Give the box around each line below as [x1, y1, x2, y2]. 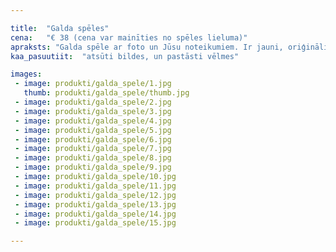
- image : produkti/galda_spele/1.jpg [14, 79, 172, 89]
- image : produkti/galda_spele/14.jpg [14, 209, 177, 219]
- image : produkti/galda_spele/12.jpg [14, 190, 177, 200]
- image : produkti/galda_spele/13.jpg [14, 199, 177, 210]
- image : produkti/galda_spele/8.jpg [14, 153, 172, 163]
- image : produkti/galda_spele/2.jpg [14, 97, 172, 107]
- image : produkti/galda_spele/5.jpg [14, 125, 172, 135]
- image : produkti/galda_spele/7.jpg [14, 144, 172, 154]
